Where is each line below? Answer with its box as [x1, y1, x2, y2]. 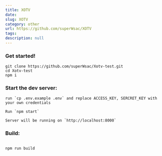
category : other [5, 21, 39, 27]
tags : [5, 31, 17, 36]
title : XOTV [5, 7, 30, 13]
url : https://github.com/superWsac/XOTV [5, 26, 92, 31]
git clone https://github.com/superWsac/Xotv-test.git [5, 64, 124, 69]
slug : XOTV [5, 17, 28, 22]
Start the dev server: [5, 85, 57, 92]
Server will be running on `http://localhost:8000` [5, 118, 116, 123]
